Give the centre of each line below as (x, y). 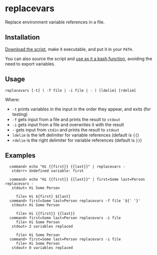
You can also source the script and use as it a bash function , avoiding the (79, 59)
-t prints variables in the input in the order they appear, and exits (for (81, 109)
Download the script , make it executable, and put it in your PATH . (69, 49)
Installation (22, 37)
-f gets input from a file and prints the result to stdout (66, 119)
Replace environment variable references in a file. (55, 22)
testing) (20, 114)
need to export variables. (30, 64)
